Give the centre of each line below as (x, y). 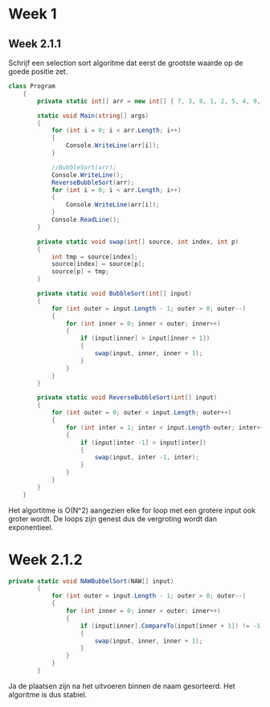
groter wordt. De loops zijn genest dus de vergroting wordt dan (112, 518)
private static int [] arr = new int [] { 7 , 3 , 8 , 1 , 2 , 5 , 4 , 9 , (149, 101)
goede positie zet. (38, 72)
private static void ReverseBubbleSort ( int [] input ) (127, 398)
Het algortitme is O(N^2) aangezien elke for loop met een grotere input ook (132, 510)
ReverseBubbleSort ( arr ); (93, 182)
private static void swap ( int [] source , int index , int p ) (138, 242)
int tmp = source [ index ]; (94, 257)
